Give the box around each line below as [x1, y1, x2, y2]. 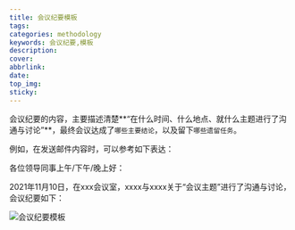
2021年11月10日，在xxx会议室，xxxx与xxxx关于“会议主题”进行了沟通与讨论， [9, 181, 291, 192]
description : [9, 46, 58, 55]
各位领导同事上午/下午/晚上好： [9, 162, 125, 173]
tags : [9, 21, 29, 30]
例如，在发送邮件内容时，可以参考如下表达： [9, 144, 174, 154]
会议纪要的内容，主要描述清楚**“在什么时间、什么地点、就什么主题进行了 [9, 113, 280, 124]
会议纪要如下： [9, 193, 64, 203]
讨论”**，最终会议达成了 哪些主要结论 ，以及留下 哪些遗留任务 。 [24, 124, 241, 135]
